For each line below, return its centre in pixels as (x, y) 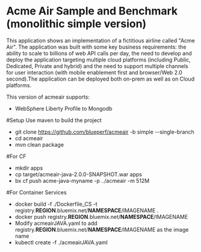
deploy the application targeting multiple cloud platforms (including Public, (98, 60)
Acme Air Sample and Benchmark (92, 11)
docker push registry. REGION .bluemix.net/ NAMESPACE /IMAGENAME (101, 217)
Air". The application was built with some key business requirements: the (96, 47)
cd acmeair (29, 138)
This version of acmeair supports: (48, 97)
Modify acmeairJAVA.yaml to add (56, 223)
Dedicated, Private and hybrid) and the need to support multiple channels (97, 66)
